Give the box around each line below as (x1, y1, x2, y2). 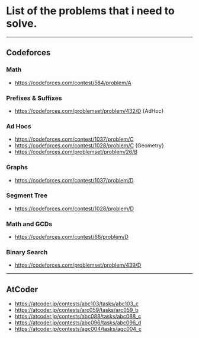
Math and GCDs (6, 220, 53, 228)
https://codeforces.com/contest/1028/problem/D (14, 205, 134, 212)
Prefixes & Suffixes (6, 94, 62, 102)
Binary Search (6, 248, 48, 257)
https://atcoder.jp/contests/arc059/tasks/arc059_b (14, 307, 139, 314)
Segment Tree (6, 191, 48, 200)
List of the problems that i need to (6, 4, 175, 18)
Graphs (6, 163, 28, 172)
